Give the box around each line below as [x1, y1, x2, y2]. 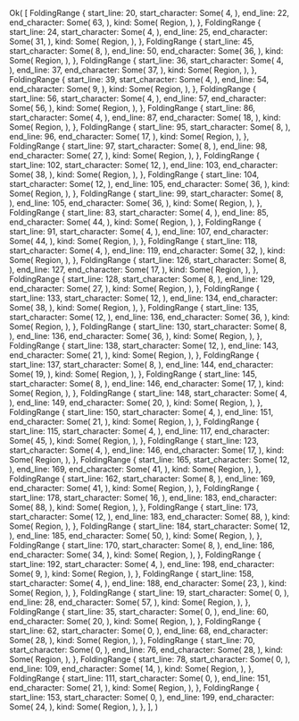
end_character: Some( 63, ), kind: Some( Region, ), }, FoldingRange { [9, 17, 262, 28]
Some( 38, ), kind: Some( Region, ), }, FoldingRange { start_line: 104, [9, 169, 260, 180]
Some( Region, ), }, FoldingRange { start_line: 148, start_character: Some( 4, [9, 388, 287, 398]
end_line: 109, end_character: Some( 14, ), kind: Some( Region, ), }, [9, 664, 254, 674]
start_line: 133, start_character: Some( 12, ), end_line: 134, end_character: [9, 293, 278, 303]
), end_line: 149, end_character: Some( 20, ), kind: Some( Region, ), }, [9, 397, 263, 408]
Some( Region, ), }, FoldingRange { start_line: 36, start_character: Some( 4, [9, 55, 284, 65]
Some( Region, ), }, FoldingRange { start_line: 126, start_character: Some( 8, [9, 255, 287, 265]
